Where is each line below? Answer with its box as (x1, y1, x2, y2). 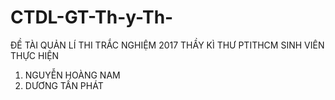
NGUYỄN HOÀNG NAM (24, 69, 121, 81)
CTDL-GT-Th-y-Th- (10, 6, 174, 29)
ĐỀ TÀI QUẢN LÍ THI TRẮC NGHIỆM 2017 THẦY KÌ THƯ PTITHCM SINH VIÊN (10, 39, 325, 51)
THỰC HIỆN (10, 49, 60, 61)
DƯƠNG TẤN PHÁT (24, 79, 104, 91)
